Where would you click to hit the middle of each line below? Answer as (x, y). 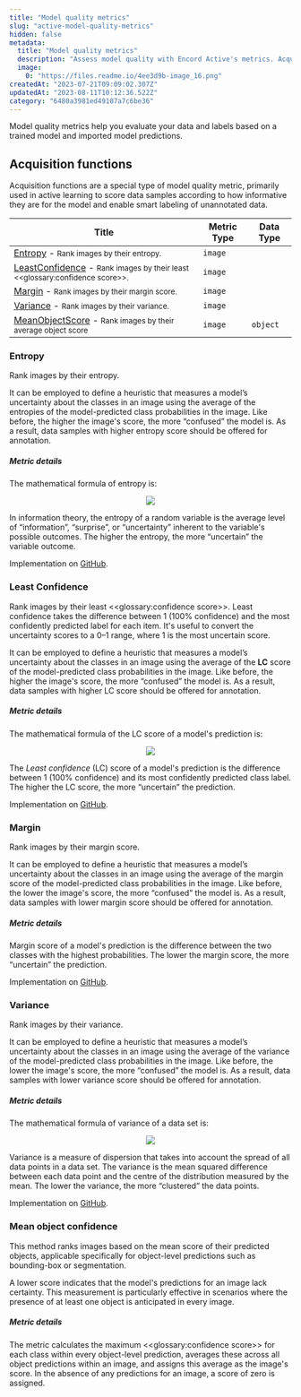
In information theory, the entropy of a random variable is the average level (147, 518)
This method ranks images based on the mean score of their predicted (140, 1246)
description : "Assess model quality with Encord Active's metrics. (146, 59)
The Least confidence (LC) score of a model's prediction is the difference (145, 768)
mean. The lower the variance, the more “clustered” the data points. (134, 1186)
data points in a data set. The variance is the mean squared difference (139, 1167)
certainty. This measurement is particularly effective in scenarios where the (149, 1292)
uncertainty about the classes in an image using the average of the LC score (150, 662)
